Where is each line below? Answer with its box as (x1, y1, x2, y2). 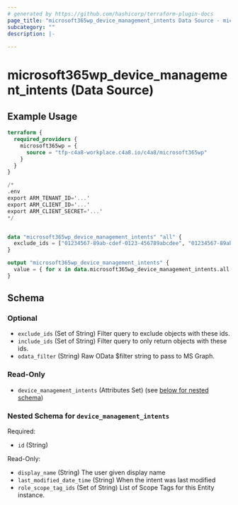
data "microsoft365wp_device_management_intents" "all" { (7, 233, 182, 241)
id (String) (17, 441, 48, 450)
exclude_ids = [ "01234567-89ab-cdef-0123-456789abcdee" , (13, 240, 186, 247)
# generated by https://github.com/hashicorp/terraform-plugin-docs (7, 10, 214, 18)
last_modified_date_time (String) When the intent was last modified (17, 476, 216, 484)
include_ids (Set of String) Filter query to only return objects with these (17, 337, 227, 346)
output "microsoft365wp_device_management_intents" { (7, 259, 170, 266)
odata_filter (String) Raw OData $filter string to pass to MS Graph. (17, 352, 215, 361)
